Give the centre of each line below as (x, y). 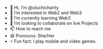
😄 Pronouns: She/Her (32, 36)
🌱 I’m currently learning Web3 (40, 18)
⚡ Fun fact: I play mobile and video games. (53, 41)
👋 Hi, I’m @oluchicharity (34, 8)
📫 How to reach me (30, 29)
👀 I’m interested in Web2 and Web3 (46, 13)
